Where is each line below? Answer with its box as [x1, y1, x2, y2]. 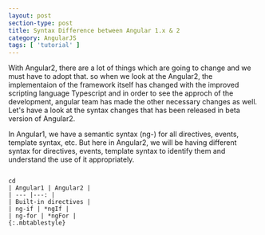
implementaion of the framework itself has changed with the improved [8, 80, 239, 90]
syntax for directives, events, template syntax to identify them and [8, 147, 226, 156]
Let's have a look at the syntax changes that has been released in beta [8, 105, 241, 116]
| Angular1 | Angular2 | [8, 184, 91, 192]
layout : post [8, 11, 52, 20]
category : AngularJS [8, 33, 77, 42]
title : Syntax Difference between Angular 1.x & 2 [8, 26, 180, 34]
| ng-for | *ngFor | [8, 212, 77, 220]
